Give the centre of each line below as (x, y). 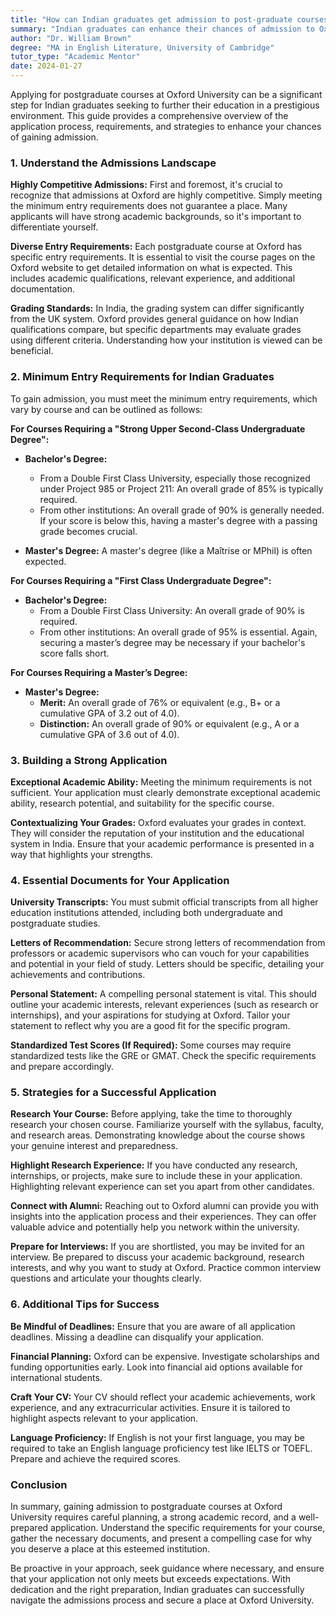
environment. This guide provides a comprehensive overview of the (149, 115)
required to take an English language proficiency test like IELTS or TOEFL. (161, 1448)
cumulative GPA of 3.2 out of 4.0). (109, 713)
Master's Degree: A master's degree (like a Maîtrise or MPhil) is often (168, 550)
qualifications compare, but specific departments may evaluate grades (156, 330)
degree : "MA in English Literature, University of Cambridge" (142, 47)
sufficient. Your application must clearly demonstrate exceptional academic (165, 792)
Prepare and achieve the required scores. (96, 1458)
